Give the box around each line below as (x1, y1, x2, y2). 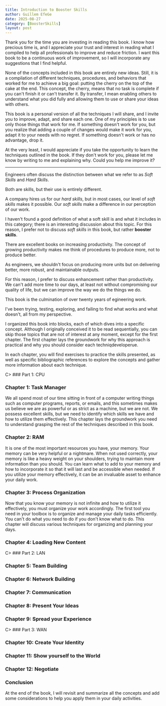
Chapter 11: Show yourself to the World (5, 653, 100, 659)
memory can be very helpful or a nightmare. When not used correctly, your (5, 450, 158, 456)
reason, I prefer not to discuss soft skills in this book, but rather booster (5, 227, 152, 233)
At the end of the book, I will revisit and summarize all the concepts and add (5, 690, 160, 696)
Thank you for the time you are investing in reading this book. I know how (5, 39, 155, 45)
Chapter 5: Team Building (5, 563, 68, 569)
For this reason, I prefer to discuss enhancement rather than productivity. (5, 277, 154, 282)
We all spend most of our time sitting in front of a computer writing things (5, 395, 155, 401)
